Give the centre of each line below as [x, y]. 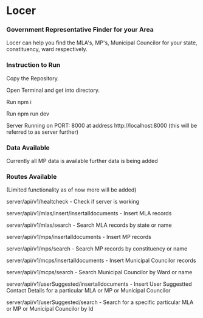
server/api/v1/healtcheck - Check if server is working [73, 202]
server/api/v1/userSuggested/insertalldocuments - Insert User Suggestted [99, 284]
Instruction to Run [33, 65]
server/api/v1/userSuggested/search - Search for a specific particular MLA [100, 302]
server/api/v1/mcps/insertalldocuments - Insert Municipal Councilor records [101, 261]
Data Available [28, 148]
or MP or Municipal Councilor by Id [50, 309]
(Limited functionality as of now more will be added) [71, 190]
